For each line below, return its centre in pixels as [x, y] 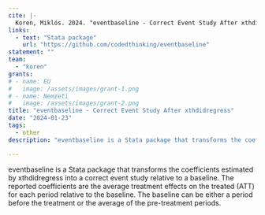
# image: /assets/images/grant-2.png [74, 103]
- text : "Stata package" [56, 37]
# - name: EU [30, 81]
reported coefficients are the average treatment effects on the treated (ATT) [131, 186]
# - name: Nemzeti [38, 96]
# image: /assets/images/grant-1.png [74, 89]
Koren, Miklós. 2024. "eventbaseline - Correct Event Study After [127, 23]
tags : [17, 125]
